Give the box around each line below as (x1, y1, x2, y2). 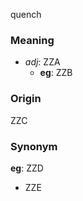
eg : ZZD (10, 162, 44, 174)
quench (10, 9, 42, 20)
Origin (10, 92, 42, 106)
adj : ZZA (24, 56, 61, 68)
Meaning (10, 33, 55, 47)
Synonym (10, 139, 58, 153)
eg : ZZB (39, 67, 73, 79)
